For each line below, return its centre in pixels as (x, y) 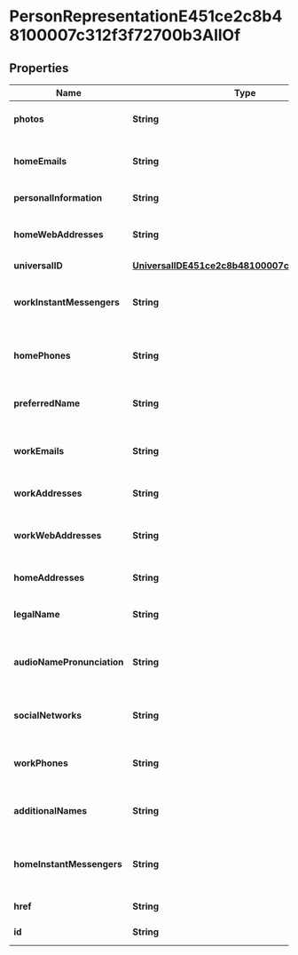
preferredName (47, 403)
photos (29, 119)
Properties (39, 68)
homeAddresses (49, 577)
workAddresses (48, 493)
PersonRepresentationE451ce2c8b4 (146, 16)
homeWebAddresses (59, 235)
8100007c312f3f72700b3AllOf (125, 35)
